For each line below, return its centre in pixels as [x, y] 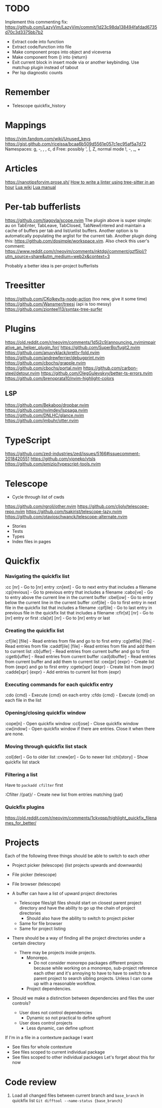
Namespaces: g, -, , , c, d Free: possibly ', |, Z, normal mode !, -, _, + [73, 149]
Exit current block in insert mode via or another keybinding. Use [75, 62]
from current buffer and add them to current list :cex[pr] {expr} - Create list [80, 662]
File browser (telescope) [36, 884]
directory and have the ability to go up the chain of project [77, 908]
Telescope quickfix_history [39, 105]
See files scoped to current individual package [58, 1052]
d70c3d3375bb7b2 [24, 32]
